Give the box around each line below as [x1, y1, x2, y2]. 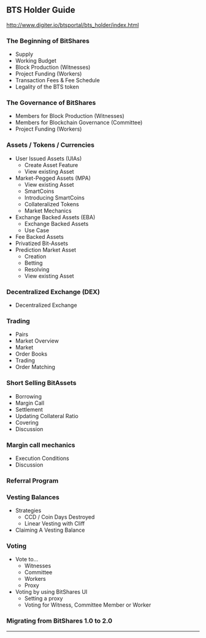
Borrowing [15, 392, 42, 400]
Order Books [15, 350, 48, 358]
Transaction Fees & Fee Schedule [15, 77, 100, 84]
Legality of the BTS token [15, 83, 80, 91]
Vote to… [15, 556, 39, 563]
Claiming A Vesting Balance [15, 526, 85, 534]
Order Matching [15, 364, 55, 371]
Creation [24, 252, 47, 260]
